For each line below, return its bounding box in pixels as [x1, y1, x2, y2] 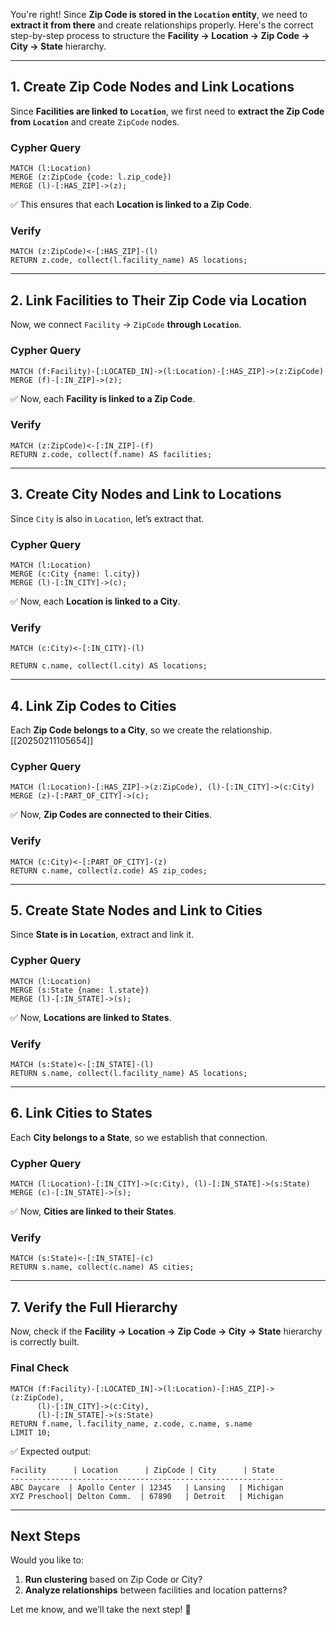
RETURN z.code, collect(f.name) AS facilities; [10, 449, 213, 459]
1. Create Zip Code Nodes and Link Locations [10, 79, 295, 96]
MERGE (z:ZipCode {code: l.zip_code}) [10, 172, 172, 183]
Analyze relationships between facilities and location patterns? [24, 1584, 288, 1596]
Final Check [10, 1361, 70, 1375]
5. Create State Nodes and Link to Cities [10, 902, 263, 919]
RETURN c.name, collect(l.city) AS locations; [10, 661, 208, 671]
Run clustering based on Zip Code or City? [24, 1574, 203, 1586]
